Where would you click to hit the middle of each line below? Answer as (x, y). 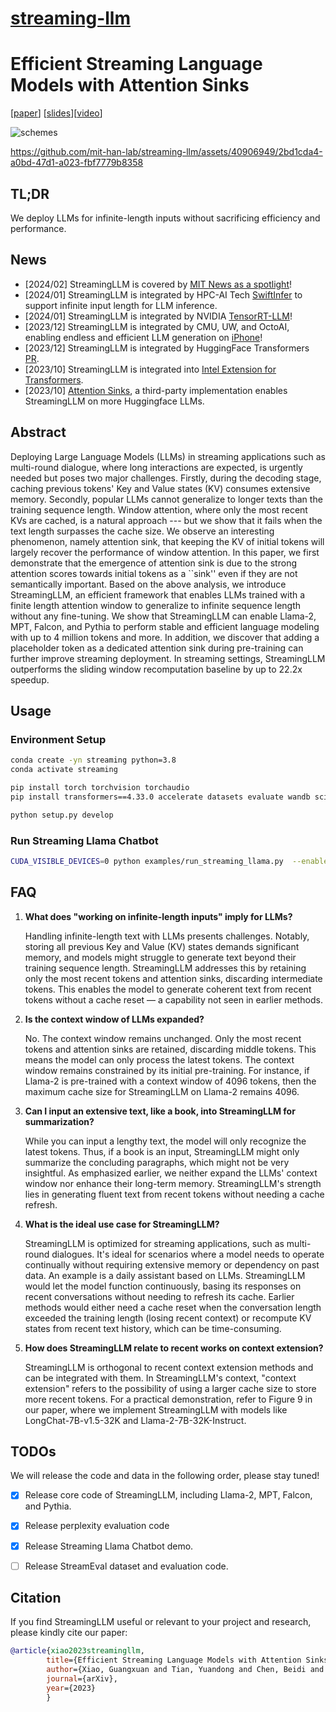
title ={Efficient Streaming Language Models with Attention (174, 1660)
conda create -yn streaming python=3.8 (93, 760)
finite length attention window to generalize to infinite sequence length (156, 605)
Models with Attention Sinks (130, 85)
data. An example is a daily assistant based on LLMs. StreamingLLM (165, 1275)
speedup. (30, 679)
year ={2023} (71, 1688)
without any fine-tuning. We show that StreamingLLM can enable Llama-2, (163, 616)
